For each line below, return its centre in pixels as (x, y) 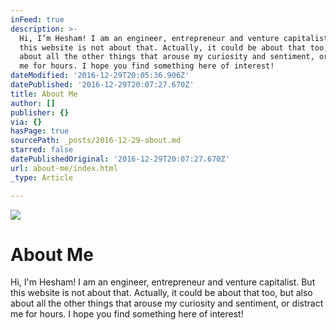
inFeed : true (37, 19)
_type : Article (42, 177)
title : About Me (44, 94)
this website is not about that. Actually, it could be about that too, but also (161, 293)
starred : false (42, 150)
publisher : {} (40, 112)
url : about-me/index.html (64, 168)
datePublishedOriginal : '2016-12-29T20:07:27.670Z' (120, 159)
